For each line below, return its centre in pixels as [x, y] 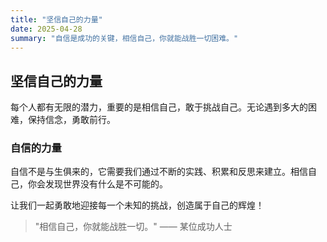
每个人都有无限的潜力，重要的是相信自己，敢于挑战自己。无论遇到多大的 [159, 107]
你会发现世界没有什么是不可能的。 [97, 184]
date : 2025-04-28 [46, 29]
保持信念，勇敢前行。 [71, 120]
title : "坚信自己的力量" [56, 19]
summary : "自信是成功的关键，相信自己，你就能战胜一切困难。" [124, 38]
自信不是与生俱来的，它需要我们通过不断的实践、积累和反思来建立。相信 [159, 172]
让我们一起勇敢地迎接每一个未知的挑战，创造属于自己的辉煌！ [137, 205]
